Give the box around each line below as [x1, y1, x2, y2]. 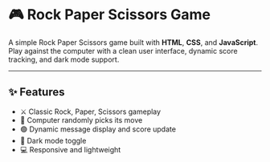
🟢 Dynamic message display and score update [19, 124, 177, 134]
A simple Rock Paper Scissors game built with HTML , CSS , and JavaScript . [8, 37, 259, 47]
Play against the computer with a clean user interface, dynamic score [8, 46, 239, 55]
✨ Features [8, 85, 65, 99]
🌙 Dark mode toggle [19, 136, 87, 145]
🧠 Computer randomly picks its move [19, 115, 143, 124]
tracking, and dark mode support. [8, 55, 120, 64]
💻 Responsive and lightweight [19, 144, 121, 154]
